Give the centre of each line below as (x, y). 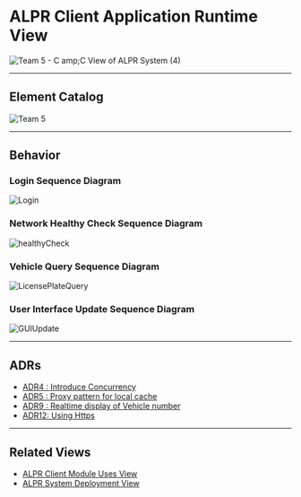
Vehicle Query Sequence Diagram (84, 266)
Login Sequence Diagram (65, 181)
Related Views (50, 452)
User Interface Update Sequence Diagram (102, 309)
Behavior (35, 156)
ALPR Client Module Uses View (80, 474)
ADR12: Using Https (59, 415)
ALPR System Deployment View (81, 483)
